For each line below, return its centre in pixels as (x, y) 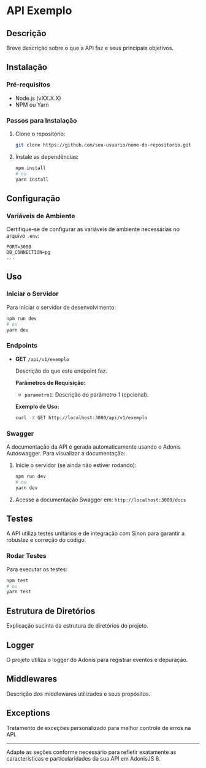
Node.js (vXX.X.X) (38, 98)
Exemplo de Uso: (37, 406)
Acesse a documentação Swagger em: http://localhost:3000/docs (101, 500)
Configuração (33, 198)
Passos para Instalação (42, 120)
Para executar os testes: (37, 569)
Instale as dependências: (47, 156)
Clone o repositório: (40, 134)
